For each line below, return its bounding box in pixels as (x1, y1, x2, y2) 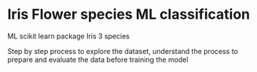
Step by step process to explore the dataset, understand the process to (7, 46, 239, 56)
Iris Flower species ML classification (7, 5, 251, 23)
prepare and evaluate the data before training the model (7, 55, 189, 64)
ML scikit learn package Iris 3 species (7, 31, 130, 41)
